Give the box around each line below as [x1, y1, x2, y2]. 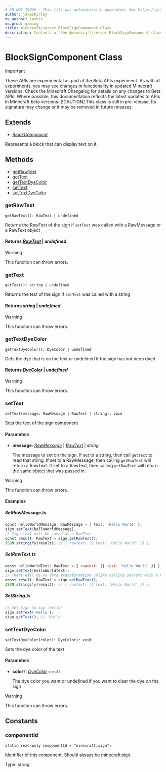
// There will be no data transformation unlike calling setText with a [5, 573, 158, 578]
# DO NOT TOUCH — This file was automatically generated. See [5, 7, 136, 12]
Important [5, 68, 25, 74]
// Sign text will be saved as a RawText [5, 531, 92, 536]
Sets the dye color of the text [5, 646, 64, 652]
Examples [5, 498, 26, 504]
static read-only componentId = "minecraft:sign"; [5, 743, 112, 748]
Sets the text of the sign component [5, 420, 78, 426]
